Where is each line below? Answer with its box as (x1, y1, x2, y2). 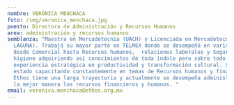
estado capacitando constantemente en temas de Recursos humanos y (13, 68, 214, 75)
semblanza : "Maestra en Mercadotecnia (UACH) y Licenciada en (7, 36, 192, 43)
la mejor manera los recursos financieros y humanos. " (13, 81, 179, 88)
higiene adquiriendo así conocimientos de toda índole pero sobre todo (13, 55, 226, 62)
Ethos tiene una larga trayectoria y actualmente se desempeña (13, 74, 201, 82)
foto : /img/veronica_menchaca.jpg (7, 17, 108, 23)
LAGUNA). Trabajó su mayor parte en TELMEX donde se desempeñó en (13, 42, 210, 49)
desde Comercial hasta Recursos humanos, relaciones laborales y (13, 49, 210, 56)
